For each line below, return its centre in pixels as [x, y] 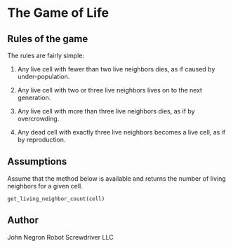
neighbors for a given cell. [45, 186]
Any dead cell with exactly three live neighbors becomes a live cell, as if [121, 132]
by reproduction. [41, 139]
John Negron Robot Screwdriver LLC [60, 237]
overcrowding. [38, 118]
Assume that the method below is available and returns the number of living [116, 178]
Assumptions [37, 161]
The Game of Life [58, 13]
